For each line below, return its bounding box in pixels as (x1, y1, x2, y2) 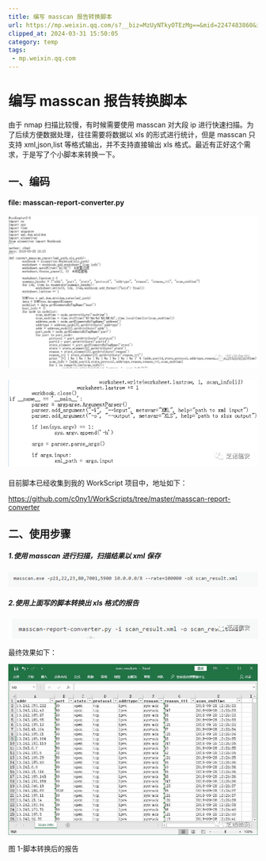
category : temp (8, 38, 59, 46)
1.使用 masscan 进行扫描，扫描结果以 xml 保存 (8, 551, 161, 561)
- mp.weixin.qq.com (11, 55, 77, 63)
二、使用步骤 (8, 527, 71, 541)
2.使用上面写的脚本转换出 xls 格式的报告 (8, 599, 139, 608)
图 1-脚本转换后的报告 (8, 844, 79, 854)
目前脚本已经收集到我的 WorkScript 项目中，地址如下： (8, 478, 188, 488)
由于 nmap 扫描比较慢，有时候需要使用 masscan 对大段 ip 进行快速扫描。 (8, 120, 247, 129)
